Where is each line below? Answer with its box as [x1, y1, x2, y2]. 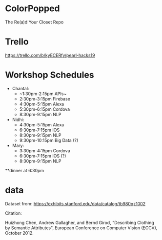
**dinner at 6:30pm [5, 167, 44, 173]
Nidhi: [12, 117, 24, 122]
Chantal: [12, 85, 29, 91]
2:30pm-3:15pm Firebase [19, 96, 71, 101]
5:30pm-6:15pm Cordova [19, 106, 70, 112]
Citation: [5, 210, 22, 216]
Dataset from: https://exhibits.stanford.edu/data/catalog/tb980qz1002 [5, 200, 145, 206]
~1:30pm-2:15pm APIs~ [19, 91, 67, 97]
